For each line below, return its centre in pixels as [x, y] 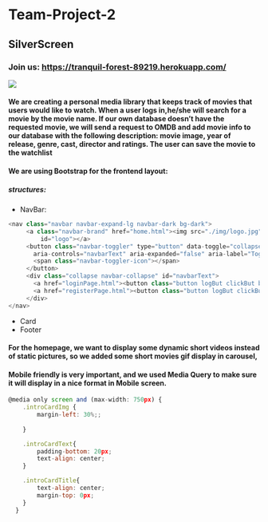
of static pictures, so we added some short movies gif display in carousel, [133, 356]
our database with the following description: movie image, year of [120, 136]
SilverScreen [41, 44]
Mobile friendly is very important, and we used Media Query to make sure [133, 374]
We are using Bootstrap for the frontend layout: [88, 171]
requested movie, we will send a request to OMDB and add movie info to [130, 127]
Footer [31, 330]
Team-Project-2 [62, 15]
